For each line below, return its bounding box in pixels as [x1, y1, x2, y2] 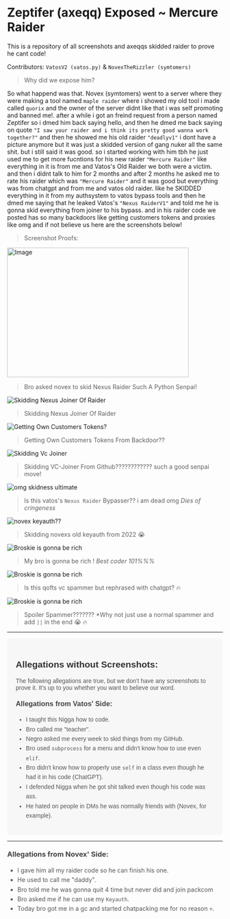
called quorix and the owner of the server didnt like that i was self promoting [7, 104, 223, 112]
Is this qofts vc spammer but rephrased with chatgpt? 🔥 [23, 583, 181, 592]
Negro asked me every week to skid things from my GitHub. [25, 734, 184, 743]
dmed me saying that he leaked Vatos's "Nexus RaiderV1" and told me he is [7, 198, 219, 207]
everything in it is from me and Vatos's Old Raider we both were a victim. [7, 162, 212, 170]
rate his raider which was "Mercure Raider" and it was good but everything [7, 176, 218, 185]
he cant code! [7, 49, 47, 58]
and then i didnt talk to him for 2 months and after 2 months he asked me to [7, 170, 220, 178]
